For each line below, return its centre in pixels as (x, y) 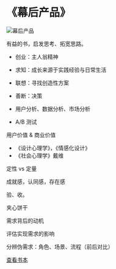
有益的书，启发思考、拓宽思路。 (46, 44)
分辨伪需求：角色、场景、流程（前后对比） (60, 246)
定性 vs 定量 (22, 169)
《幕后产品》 (39, 13)
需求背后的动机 (25, 221)
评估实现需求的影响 (31, 233)
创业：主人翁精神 (37, 56)
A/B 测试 (26, 122)
